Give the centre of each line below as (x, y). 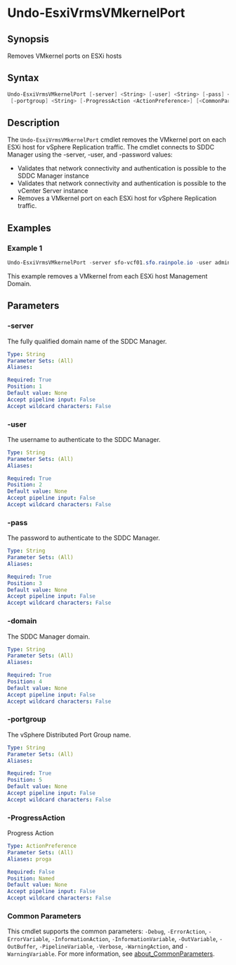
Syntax (23, 78)
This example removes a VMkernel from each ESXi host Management (107, 276)
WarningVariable (31, 954)
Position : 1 (25, 387)
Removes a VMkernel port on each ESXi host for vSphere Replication (117, 198)
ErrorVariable (28, 940)
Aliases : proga (29, 859)
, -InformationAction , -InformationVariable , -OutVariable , (133, 939)
